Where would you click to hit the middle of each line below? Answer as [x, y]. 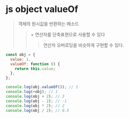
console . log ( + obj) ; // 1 [32, 92]
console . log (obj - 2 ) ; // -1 [36, 101]
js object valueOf [42, 9]
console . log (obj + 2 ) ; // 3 [35, 96]
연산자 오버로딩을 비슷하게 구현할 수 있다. [83, 45]
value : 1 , [20, 59]
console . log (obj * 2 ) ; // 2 [35, 106]
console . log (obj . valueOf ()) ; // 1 [42, 87]
